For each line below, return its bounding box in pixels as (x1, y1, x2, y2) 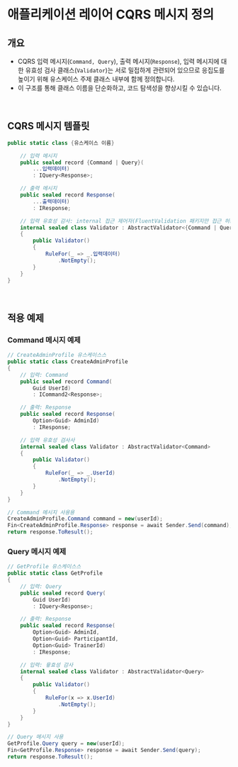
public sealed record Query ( (20, 590, 106, 597)
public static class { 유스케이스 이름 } (7, 139, 115, 146)
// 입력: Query (20, 583, 62, 590)
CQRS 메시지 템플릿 (7, 120, 90, 132)
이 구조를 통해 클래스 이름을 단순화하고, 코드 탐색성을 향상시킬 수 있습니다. (17, 84, 222, 92)
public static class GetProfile (7, 570, 103, 577)
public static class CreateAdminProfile (7, 358, 129, 365)
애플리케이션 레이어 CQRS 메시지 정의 (7, 6, 215, 23)
